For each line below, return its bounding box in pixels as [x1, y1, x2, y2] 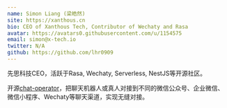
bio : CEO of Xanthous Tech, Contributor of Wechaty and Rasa [7, 23, 189, 30]
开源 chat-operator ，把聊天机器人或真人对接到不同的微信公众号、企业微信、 [7, 84, 224, 92]
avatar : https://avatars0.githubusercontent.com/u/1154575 [7, 29, 182, 37]
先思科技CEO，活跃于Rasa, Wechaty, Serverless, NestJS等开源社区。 [7, 69, 207, 77]
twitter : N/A [7, 43, 45, 49]
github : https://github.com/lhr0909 [7, 49, 113, 56]
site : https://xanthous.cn [7, 17, 86, 24]
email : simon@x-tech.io [7, 36, 77, 43]
